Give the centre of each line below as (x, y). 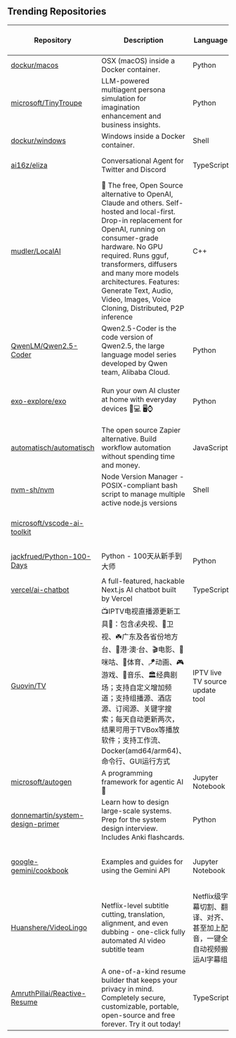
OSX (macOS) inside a (138, 60)
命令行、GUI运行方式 (136, 761)
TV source (210, 681)
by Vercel (117, 598)
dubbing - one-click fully (144, 931)
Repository (53, 40)
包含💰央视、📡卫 (147, 624)
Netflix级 (207, 896)
